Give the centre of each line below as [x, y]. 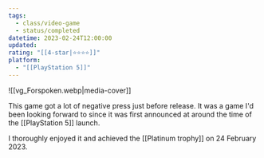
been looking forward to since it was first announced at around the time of [130, 114]
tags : [17, 16]
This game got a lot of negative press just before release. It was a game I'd [131, 105]
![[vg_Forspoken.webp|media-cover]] [70, 90]
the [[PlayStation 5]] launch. [54, 122]
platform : [25, 61]
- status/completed [48, 30]
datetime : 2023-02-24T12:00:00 [60, 38]
